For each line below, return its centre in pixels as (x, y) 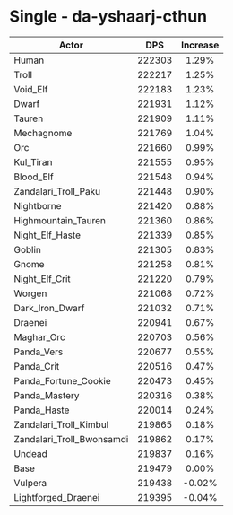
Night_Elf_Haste (47, 235)
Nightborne (38, 205)
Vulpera (30, 483)
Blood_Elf (34, 177)
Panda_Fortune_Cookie (62, 380)
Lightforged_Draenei (57, 497)
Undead (30, 453)
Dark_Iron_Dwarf (49, 308)
